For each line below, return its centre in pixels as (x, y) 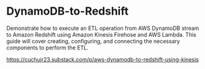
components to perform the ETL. (47, 48)
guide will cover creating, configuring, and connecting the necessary (93, 41)
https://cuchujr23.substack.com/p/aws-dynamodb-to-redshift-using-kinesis (102, 59)
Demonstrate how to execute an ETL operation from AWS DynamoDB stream (103, 28)
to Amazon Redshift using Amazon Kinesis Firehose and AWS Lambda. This (102, 34)
